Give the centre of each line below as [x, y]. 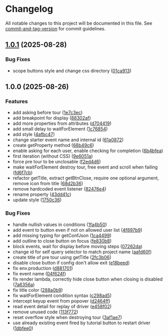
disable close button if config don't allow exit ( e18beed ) [71, 263]
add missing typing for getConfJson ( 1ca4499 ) [62, 235]
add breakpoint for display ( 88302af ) [52, 118]
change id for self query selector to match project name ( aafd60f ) [82, 252]
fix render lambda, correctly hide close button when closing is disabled [88, 279]
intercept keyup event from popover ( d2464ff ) [61, 301]
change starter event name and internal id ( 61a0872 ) [68, 140]
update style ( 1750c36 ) [37, 200]
